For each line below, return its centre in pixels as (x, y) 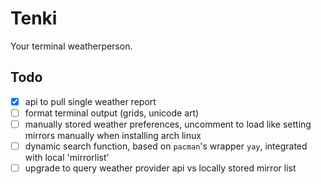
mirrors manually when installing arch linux (113, 135)
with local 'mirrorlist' (67, 157)
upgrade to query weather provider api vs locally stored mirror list (160, 168)
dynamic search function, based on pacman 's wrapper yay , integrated (166, 146)
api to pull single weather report (90, 101)
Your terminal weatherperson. (71, 46)
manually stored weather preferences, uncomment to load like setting (168, 124)
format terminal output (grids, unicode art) (112, 113)
